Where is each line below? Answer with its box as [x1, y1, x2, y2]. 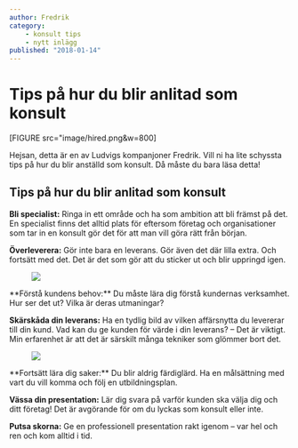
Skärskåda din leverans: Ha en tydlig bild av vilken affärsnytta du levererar [9, 315, 285, 325]
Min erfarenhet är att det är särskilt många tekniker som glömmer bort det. [9, 333, 282, 344]
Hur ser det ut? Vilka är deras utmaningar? [9, 297, 165, 308]
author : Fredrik [9, 12, 69, 22]
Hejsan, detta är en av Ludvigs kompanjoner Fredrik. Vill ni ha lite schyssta [9, 150, 282, 161]
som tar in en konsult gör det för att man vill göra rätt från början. [9, 228, 247, 238]
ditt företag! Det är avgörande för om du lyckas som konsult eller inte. [9, 404, 264, 414]
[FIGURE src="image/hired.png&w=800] [9, 132, 157, 143]
